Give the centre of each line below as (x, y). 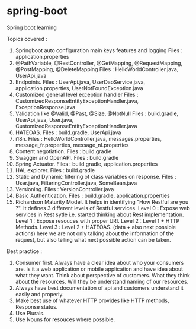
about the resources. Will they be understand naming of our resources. (102, 281)
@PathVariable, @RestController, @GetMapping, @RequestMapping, (99, 63)
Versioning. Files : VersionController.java (65, 189)
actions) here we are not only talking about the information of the (94, 233)
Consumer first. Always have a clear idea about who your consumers (99, 262)
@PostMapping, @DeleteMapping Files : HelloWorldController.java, (97, 69)
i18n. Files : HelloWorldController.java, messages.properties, (89, 138)
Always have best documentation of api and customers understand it (99, 288)
